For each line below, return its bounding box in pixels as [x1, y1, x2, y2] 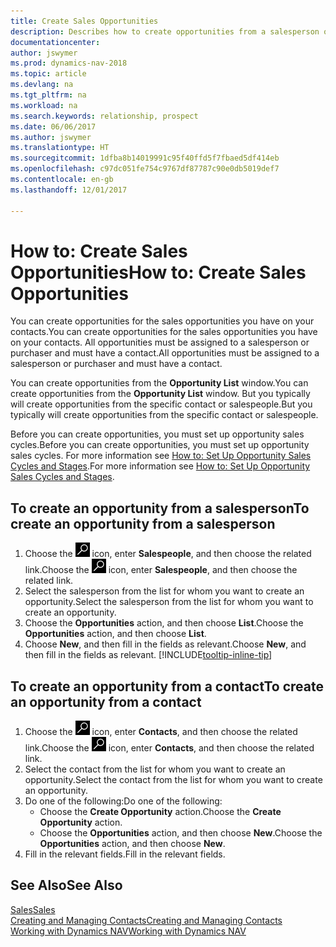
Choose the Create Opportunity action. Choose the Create [39, 806, 282, 818]
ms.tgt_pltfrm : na [10, 90, 87, 100]
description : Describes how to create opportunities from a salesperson [10, 26, 320, 37]
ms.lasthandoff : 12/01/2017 [10, 185, 128, 195]
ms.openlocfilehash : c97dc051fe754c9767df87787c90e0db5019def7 [10, 164, 280, 174]
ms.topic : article [10, 69, 87, 79]
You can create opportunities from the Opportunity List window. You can [10, 377, 309, 389]
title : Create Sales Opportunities [10, 16, 159, 26]
